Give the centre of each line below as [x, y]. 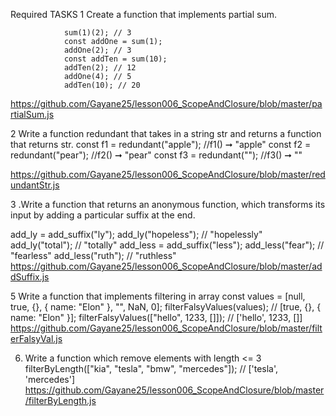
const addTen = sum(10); [115, 59]
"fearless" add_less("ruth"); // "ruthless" [93, 255]
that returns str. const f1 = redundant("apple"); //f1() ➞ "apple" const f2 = [161, 144]
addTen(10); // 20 [102, 85]
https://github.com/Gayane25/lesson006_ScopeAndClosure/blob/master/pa [166, 103]
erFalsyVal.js [36, 338]
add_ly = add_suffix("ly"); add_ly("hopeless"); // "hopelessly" [136, 234]
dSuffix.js [30, 277]
